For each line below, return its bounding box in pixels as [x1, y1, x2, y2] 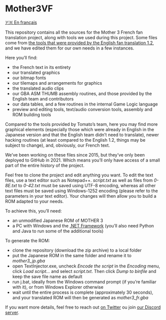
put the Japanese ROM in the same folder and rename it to [12, 252, 132, 258]
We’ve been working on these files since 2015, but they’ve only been [5, 152, 145, 158]
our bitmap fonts [12, 75, 46, 81]
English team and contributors [12, 96, 74, 102]
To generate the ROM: [5, 237, 50, 243]
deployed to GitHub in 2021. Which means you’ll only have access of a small [5, 157, 161, 163]
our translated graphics [12, 69, 60, 75]
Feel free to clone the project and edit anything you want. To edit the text [5, 172, 154, 178]
